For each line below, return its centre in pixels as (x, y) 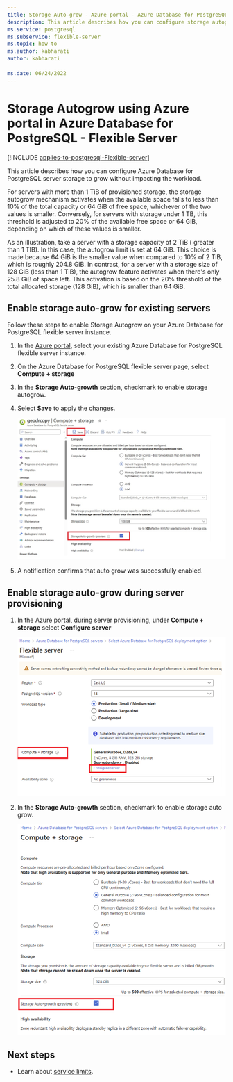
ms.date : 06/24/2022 (37, 73)
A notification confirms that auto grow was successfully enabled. (110, 571)
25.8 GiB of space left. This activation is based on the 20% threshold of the (114, 279)
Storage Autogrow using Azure (98, 108)
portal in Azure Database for (90, 123)
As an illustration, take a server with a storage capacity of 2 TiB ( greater (111, 242)
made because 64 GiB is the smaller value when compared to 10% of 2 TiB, (115, 256)
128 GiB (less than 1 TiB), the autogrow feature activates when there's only (113, 272)
